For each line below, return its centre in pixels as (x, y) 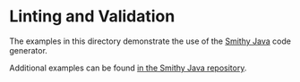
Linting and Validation (92, 16)
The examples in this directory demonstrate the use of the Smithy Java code (150, 41)
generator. (28, 50)
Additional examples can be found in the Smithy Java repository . (128, 68)
